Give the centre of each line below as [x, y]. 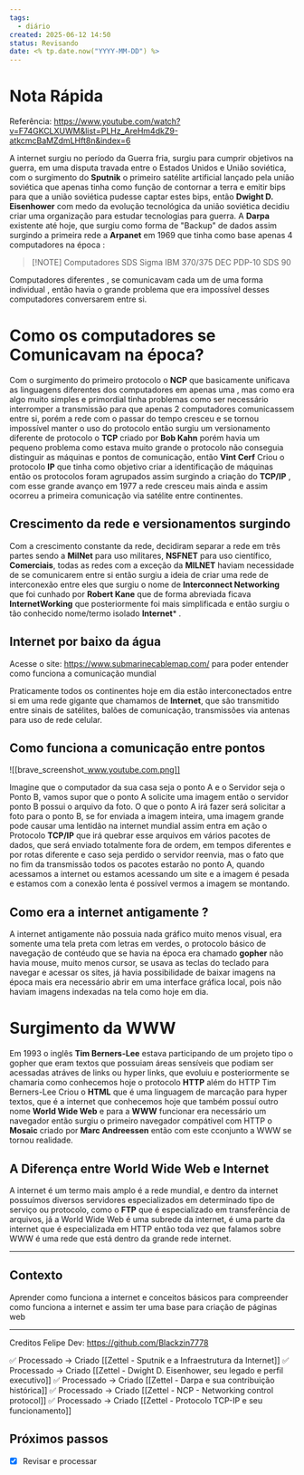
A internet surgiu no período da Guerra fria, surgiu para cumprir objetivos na [152, 159]
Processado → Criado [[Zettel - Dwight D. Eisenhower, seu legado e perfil [146, 1370]
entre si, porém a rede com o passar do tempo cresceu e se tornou [134, 419]
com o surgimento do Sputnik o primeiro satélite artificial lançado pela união [152, 178]
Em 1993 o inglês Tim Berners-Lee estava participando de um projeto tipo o [152, 1054]
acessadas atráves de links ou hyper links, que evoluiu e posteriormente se [149, 1073]
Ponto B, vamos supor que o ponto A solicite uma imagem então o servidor [149, 797]
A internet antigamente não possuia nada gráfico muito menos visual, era [146, 934]
